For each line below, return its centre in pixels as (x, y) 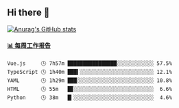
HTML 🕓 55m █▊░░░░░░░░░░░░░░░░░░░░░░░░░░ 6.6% (90, 90)
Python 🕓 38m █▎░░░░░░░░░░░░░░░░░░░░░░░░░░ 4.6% (90, 98)
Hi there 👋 (28, 13)
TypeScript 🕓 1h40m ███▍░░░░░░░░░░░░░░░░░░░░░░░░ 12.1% (90, 72)
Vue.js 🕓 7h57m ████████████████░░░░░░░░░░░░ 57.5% (90, 64)
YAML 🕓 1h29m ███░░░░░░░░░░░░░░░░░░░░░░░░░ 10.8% (90, 81)
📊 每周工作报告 (29, 46)
